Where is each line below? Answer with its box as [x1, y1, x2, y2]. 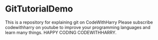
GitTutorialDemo [5, 3, 73, 14]
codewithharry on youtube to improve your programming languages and [5, 24, 151, 30]
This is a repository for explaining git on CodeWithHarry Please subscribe [5, 19, 153, 25]
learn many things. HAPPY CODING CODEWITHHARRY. [5, 29, 117, 35]
